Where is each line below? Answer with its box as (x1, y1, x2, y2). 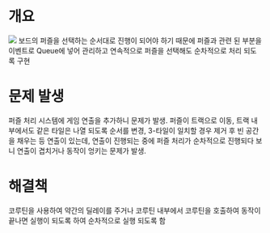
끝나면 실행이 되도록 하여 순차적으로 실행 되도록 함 (8, 215, 166, 225)
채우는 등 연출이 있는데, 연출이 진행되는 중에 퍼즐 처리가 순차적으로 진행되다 (16, 135, 255, 146)
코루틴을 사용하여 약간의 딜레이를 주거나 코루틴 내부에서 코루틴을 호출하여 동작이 (8, 205, 261, 215)
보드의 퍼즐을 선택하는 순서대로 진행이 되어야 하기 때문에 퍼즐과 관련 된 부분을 (18, 36, 263, 45)
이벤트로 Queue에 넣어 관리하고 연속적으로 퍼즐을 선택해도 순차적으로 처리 (8, 45, 243, 55)
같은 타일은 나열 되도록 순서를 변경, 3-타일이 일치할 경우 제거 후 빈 (36, 125, 244, 135)
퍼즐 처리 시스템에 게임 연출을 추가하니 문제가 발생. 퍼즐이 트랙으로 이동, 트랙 (8, 115, 250, 125)
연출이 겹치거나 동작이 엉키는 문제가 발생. (16, 146, 147, 155)
